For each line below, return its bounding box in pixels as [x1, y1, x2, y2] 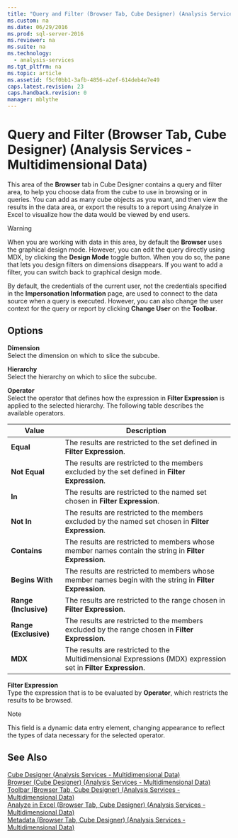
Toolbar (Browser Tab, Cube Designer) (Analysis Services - [7, 785, 181, 794]
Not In [11, 516, 32, 526]
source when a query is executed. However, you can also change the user [7, 296, 224, 305]
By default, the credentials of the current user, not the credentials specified [7, 281, 227, 290]
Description [125, 425, 166, 435]
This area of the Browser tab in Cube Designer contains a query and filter [7, 180, 222, 189]
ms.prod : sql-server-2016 [7, 30, 84, 38]
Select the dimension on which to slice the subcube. [7, 351, 160, 359]
